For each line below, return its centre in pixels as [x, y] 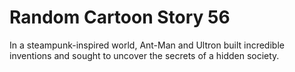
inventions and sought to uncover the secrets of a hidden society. [144, 55]
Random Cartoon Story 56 [120, 17]
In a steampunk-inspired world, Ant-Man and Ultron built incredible [147, 45]
